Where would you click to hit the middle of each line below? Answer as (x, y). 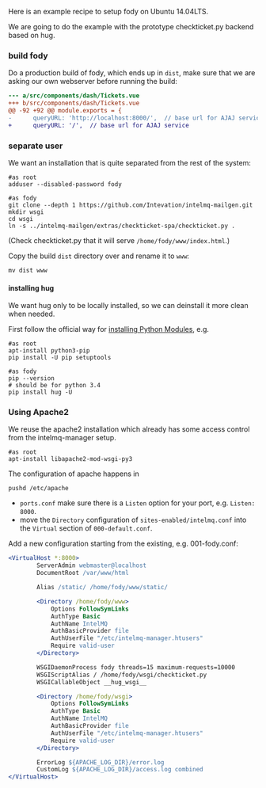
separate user (36, 146)
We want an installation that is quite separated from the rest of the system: (130, 162)
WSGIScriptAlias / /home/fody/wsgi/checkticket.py (122, 675)
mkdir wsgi (26, 212)
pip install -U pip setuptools (60, 358)
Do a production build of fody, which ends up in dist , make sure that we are (132, 73)
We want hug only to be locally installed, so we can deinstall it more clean (129, 306)
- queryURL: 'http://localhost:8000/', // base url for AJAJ (122, 118)
